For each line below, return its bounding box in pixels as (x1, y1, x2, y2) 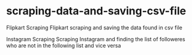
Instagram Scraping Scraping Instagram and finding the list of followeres (6, 35, 185, 42)
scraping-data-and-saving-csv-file (6, 4, 187, 18)
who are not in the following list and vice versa (6, 42, 121, 49)
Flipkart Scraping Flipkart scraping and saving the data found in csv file (6, 24, 183, 31)
